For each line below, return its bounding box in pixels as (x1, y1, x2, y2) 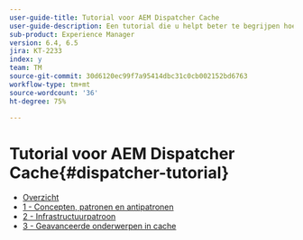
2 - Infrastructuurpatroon (22, 211, 116, 222)
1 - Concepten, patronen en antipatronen (22, 201, 174, 212)
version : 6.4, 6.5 (9, 38, 78, 48)
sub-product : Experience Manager (9, 30, 135, 39)
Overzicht (22, 192, 60, 203)
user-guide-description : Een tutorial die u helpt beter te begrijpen (9, 22, 280, 31)
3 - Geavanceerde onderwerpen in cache (22, 221, 177, 232)
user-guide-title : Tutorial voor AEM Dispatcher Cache (9, 13, 220, 22)
